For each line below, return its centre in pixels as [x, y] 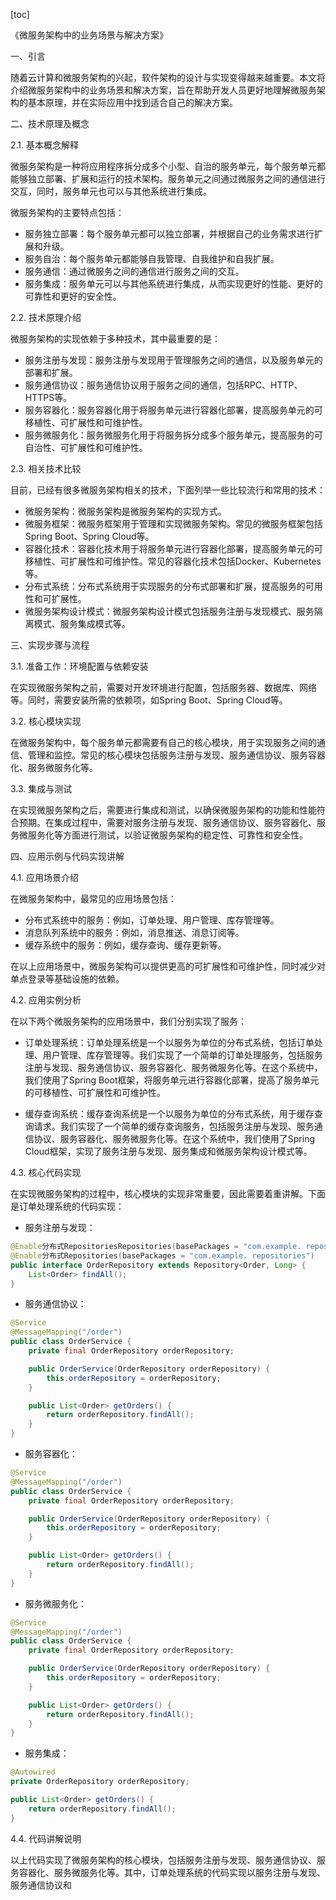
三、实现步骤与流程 [50, 645]
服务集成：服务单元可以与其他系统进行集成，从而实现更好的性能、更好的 [173, 283]
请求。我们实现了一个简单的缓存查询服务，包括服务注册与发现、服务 [174, 1126]
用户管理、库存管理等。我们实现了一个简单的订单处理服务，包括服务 [182, 1055]
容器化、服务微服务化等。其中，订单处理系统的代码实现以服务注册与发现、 [172, 1872]
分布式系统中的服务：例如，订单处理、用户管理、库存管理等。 [152, 920]
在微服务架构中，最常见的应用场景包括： [93, 898]
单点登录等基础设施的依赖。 [67, 978]
